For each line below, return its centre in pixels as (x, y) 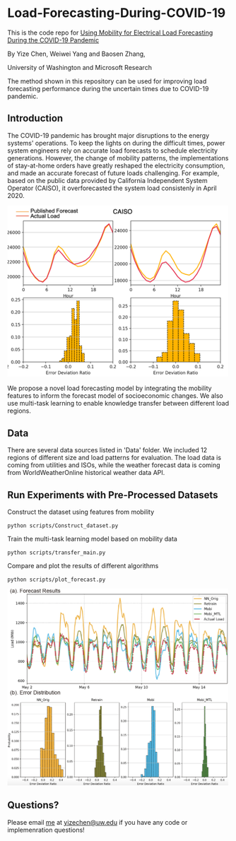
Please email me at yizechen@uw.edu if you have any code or (98, 822)
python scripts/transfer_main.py (57, 553)
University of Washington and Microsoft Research (79, 67)
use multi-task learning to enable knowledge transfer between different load (118, 404)
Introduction (35, 118)
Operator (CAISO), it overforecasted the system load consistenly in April (112, 188)
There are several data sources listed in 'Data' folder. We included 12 (107, 450)
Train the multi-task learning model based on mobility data (93, 539)
